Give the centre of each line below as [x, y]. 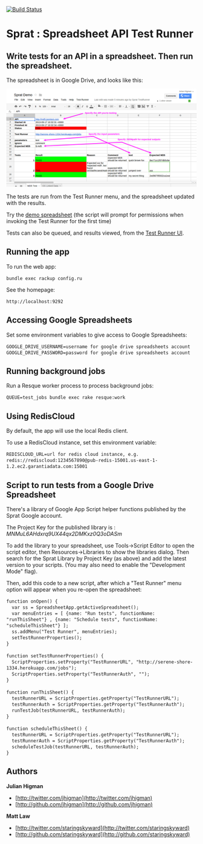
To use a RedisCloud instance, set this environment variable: [82, 443]
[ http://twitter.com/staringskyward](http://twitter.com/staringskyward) [102, 828]
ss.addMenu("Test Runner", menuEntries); [65, 631]
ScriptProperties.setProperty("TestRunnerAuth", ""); [81, 674]
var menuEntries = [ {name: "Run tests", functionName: [83, 613]
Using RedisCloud [41, 416]
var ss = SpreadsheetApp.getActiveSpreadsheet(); [75, 607]
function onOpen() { [32, 601]
